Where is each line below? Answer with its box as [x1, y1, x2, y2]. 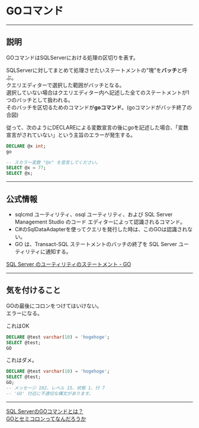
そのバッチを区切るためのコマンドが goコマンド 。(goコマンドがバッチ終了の [6, 103, 192, 111]
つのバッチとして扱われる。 [6, 96, 73, 103]
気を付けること [6, 285, 61, 295]
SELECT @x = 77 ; [6, 165, 46, 171]
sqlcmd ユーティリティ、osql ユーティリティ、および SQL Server [14, 210, 173, 218]
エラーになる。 [6, 309, 43, 317]
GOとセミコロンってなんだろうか [6, 415, 86, 422]
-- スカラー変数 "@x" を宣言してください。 [6, 159, 101, 165]
